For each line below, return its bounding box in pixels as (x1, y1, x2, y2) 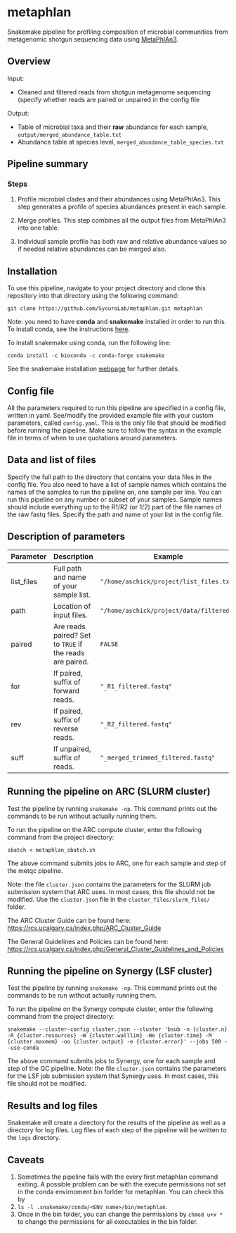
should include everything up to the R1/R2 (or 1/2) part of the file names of (7, 502, 222, 511)
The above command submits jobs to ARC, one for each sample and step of (7, 859, 227, 867)
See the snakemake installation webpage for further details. (7, 364, 180, 373)
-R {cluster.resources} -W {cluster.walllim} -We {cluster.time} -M (7, 1032, 212, 1039)
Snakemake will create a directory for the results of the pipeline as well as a (7, 1118, 226, 1127)
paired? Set (53, 630, 91, 640)
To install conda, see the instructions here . (7, 325, 131, 333)
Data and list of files (7, 454, 96, 466)
